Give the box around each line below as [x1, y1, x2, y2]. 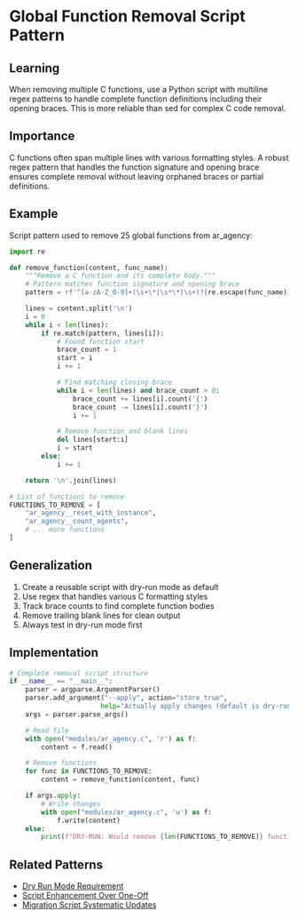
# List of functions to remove [9, 491, 125, 501]
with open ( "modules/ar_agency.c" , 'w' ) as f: [41, 807, 213, 817]
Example [9, 206, 59, 221]
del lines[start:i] [56, 436, 129, 444]
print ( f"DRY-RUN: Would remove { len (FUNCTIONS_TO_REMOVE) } [41, 833, 264, 842]
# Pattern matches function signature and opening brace [25, 280, 240, 289]
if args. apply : [25, 791, 82, 800]
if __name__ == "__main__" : [9, 677, 114, 686]
